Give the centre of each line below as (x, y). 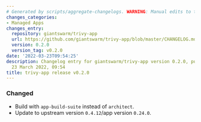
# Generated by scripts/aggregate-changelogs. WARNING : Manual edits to (99, 12)
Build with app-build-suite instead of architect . (74, 106)
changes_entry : (25, 28)
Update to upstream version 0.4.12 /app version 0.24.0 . (83, 112)
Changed (20, 93)
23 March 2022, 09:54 (39, 67)
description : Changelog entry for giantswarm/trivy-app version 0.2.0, (97, 61)
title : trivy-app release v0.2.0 (48, 73)
